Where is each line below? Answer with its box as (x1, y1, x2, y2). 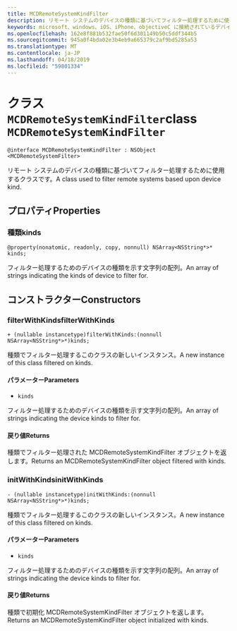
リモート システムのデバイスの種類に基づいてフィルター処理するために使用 (7, 166, 225, 174)
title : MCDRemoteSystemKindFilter (7, 10, 109, 18)
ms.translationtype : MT (7, 43, 78, 50)
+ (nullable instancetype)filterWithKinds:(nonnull (7, 331, 162, 338)
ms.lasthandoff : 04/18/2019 (7, 56, 90, 63)
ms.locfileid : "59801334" (7, 63, 83, 70)
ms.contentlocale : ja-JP (7, 50, 80, 57)
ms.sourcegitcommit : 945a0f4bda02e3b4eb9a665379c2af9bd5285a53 (7, 37, 197, 44)
